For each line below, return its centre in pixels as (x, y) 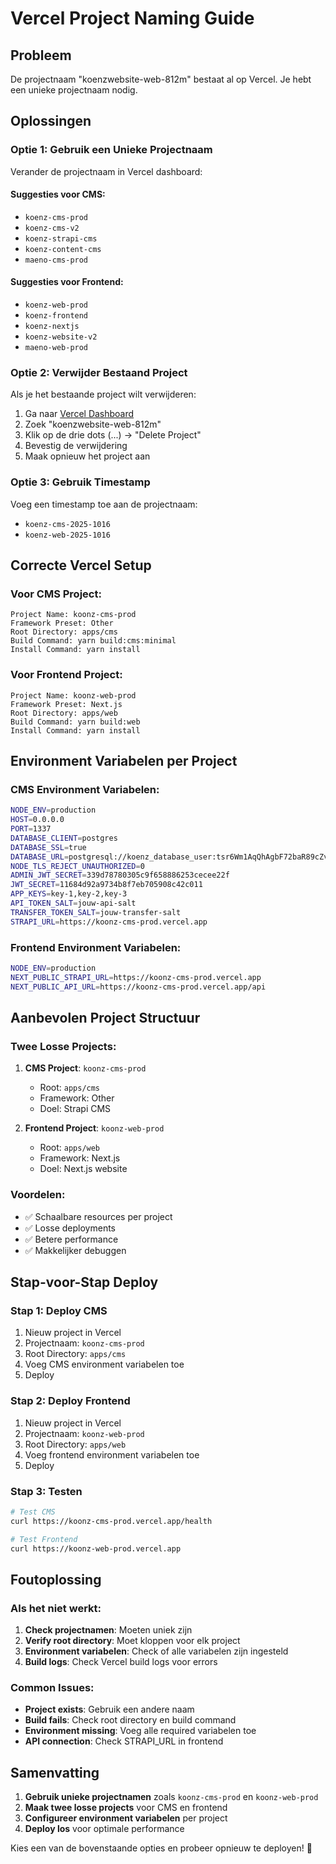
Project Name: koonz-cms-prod (73, 615)
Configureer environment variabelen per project (126, 1818)
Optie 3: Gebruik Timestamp (80, 482)
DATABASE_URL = (40, 857)
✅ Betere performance (71, 1239)
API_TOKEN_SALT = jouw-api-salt (73, 903)
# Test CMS (33, 1512)
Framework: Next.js (80, 1158)
